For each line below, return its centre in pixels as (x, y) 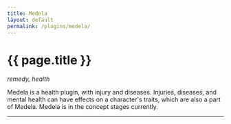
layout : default (30, 20)
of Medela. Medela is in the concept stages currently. (82, 107)
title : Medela (27, 13)
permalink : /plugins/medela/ (49, 26)
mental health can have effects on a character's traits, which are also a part (114, 99)
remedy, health (29, 79)
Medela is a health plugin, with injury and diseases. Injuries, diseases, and (112, 92)
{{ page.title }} (49, 60)
